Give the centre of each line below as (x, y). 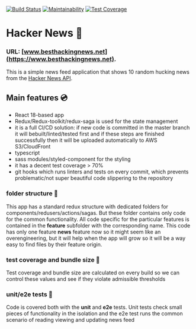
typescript (27, 153)
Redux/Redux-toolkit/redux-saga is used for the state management (96, 121)
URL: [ (15, 52)
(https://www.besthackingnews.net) (60, 59)
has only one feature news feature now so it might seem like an (83, 232)
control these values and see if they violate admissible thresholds (86, 279)
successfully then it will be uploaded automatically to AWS (86, 140)
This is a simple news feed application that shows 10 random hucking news (98, 72)
